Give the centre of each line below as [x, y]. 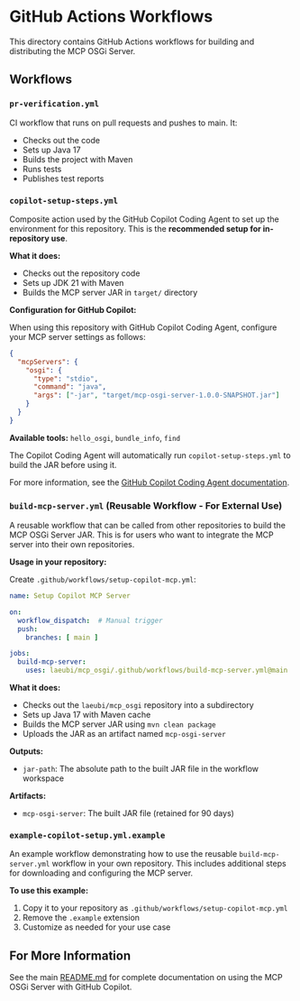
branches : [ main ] [62, 638]
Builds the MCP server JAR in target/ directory [110, 292]
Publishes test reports [63, 179]
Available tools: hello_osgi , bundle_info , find [95, 437]
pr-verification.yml [55, 104]
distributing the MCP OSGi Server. [73, 51]
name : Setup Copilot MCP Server [70, 596]
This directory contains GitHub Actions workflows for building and [132, 41]
